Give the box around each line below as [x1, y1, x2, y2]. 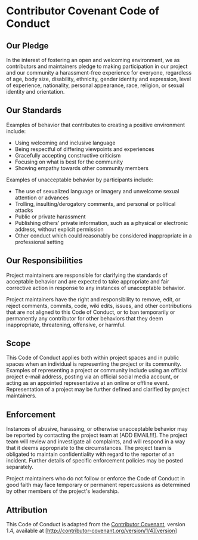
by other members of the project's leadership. [6, 487, 119, 495]
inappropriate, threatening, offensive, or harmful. [6, 321, 126, 328]
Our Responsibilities [6, 255, 83, 266]
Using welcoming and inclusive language [14, 139, 116, 146]
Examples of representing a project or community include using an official [6, 367, 188, 374]
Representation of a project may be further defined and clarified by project [6, 386, 190, 393]
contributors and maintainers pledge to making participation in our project [6, 63, 188, 70]
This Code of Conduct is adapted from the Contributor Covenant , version [6, 521, 186, 528]
